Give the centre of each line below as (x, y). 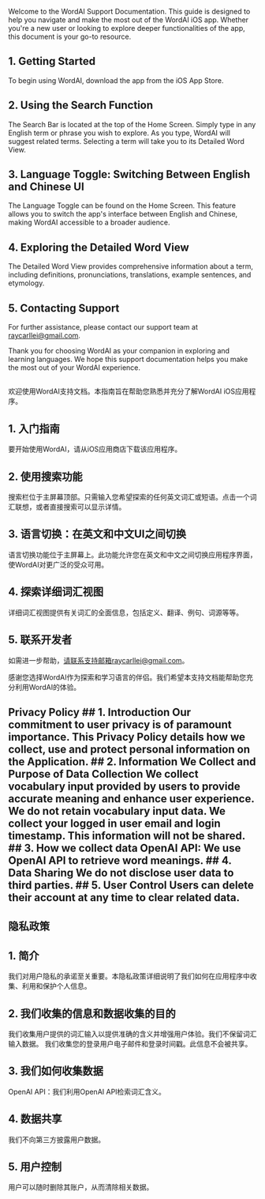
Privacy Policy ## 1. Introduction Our (100, 712)
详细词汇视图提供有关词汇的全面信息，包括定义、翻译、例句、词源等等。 (125, 613)
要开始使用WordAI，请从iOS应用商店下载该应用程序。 (95, 449)
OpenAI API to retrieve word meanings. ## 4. (120, 860)
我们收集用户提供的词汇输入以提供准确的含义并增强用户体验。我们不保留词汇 (132, 1034)
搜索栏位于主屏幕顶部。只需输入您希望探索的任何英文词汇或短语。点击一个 (129, 497)
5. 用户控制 (35, 1166)
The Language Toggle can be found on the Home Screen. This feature (122, 205)
